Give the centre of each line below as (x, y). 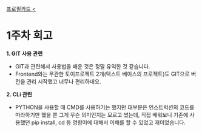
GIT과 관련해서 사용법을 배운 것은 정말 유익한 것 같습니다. (82, 66)
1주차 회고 (29, 36)
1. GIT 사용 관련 (25, 53)
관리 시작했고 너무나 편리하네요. (64, 81)
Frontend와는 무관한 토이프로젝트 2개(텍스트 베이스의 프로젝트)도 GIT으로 (102, 74)
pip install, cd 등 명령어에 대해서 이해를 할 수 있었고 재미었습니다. (109, 122)
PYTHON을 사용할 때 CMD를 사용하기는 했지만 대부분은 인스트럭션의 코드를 (105, 107)
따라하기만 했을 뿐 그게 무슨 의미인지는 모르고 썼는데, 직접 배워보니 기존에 (102, 114)
